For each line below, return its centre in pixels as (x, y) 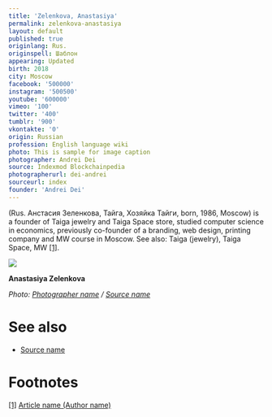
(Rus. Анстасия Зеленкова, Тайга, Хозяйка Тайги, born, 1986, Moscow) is (134, 213)
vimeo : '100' (30, 106)
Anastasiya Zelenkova (47, 278)
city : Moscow (30, 76)
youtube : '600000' (39, 99)
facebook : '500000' (41, 84)
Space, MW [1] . (34, 247)
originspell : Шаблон (43, 54)
